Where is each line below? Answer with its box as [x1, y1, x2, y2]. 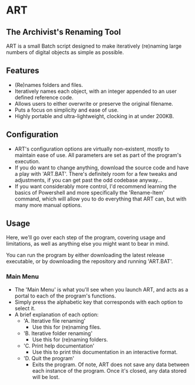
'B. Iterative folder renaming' [23, 330, 93, 337]
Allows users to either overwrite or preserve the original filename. [14, 100, 173, 107]
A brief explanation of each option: [14, 311, 99, 318]
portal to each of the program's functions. [14, 292, 116, 299]
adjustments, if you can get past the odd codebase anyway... [14, 176, 163, 183]
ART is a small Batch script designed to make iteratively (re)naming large [6, 42, 182, 49]
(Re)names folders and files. [14, 81, 83, 88]
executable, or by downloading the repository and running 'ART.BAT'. [6, 258, 173, 265]
